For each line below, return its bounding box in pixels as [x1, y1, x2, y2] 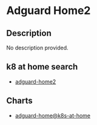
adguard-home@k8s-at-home [15, 112, 91, 119]
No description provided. [6, 44, 69, 51]
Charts [6, 96, 33, 106]
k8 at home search [6, 62, 78, 72]
